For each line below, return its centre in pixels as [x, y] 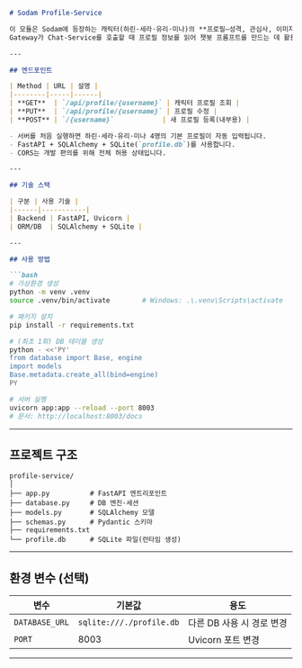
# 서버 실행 [28, 399]
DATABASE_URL [42, 623]
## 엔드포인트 [31, 70]
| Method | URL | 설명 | [54, 86]
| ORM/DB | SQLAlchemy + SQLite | [76, 226]
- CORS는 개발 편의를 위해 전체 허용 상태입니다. [88, 153]
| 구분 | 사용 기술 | [44, 202]
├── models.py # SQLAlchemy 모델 [82, 513]
